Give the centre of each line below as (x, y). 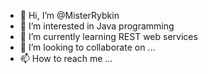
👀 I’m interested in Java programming (97, 26)
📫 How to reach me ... (66, 58)
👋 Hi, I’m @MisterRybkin (69, 15)
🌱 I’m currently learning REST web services (108, 36)
